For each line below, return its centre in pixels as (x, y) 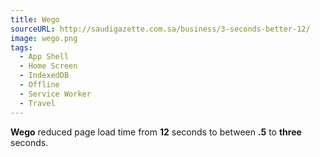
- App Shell (44, 57)
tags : (21, 47)
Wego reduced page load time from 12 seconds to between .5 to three (156, 132)
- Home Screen (48, 66)
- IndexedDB (44, 76)
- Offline (39, 85)
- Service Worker (55, 94)
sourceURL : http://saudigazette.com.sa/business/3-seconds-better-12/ (160, 29)
